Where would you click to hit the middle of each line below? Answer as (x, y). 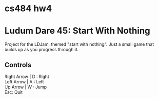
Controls (18, 65)
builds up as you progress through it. (41, 50)
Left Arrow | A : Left (24, 81)
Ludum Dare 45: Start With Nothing (78, 31)
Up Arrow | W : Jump (26, 87)
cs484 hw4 (28, 9)
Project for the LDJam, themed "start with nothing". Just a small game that (79, 44)
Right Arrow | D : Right (27, 77)
